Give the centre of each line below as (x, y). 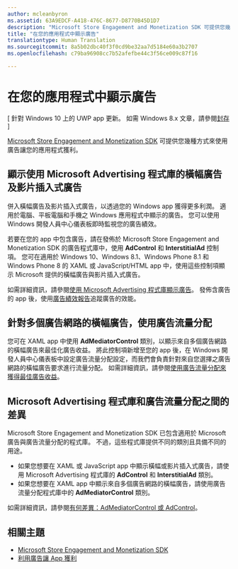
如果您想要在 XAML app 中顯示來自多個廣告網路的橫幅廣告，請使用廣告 (121, 484)
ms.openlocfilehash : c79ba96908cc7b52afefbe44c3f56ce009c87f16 (103, 54)
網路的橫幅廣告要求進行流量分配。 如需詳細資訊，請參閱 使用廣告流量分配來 (117, 368)
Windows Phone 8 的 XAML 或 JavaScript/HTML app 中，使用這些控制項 (113, 265)
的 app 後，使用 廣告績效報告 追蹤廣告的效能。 (74, 298)
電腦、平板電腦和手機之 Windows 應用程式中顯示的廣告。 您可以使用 (119, 215)
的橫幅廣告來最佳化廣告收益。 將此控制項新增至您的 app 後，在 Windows (114, 350)
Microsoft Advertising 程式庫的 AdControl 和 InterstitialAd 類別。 (121, 475)
